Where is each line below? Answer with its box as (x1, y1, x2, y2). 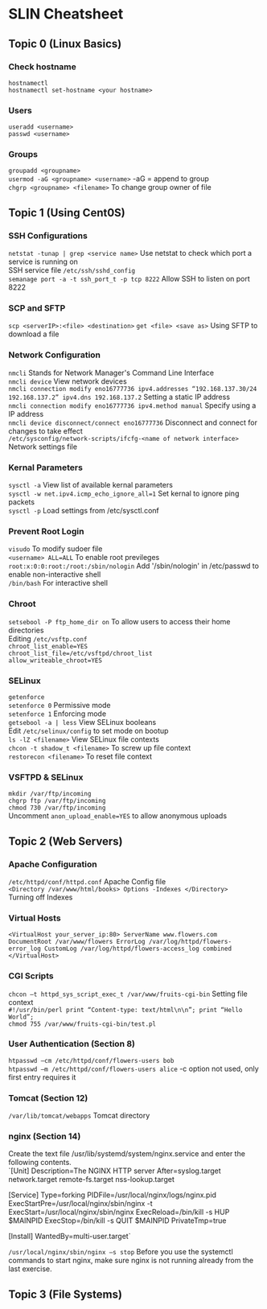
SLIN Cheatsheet (8, 5, 124, 23)
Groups (8, 149, 39, 160)
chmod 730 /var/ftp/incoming (8, 804, 106, 813)
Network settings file (8, 442, 78, 451)
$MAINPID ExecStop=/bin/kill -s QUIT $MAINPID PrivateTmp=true (8, 1216, 227, 1225)
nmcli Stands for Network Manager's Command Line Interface (8, 368, 215, 377)
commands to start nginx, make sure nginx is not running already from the (8, 1256, 254, 1266)
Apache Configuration (8, 858, 98, 870)
